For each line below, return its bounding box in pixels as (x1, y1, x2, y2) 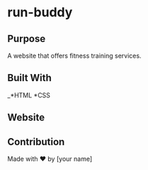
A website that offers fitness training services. (7, 51, 142, 60)
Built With (7, 72, 52, 84)
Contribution (7, 136, 65, 148)
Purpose (7, 33, 46, 45)
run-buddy (7, 4, 73, 21)
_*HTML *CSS (7, 90, 51, 100)
